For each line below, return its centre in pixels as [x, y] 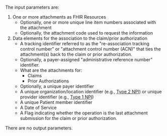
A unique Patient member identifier [56, 102]
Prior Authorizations [48, 81]
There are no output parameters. [39, 128]
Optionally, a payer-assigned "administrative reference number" [86, 59]
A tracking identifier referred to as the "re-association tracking [85, 44]
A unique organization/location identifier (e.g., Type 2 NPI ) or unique [91, 92]
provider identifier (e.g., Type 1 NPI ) [57, 97]
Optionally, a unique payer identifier [57, 86]
